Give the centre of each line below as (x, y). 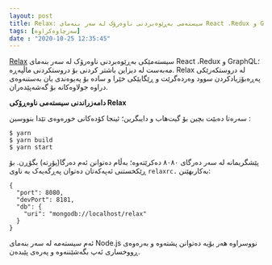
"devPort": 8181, (46, 200)
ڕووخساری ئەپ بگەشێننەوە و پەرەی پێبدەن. (75, 252)
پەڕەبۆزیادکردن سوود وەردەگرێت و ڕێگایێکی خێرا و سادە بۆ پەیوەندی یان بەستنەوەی (135, 78)
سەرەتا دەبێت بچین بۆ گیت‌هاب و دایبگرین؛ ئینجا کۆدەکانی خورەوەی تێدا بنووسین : (130, 119)
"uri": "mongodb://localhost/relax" (86, 214)
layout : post (31, 16)
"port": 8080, (40, 193)
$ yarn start (31, 147)
